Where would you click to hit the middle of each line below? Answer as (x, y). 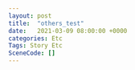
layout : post (30, 16)
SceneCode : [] (32, 53)
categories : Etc (35, 38)
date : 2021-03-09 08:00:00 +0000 (68, 31)
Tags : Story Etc (35, 46)
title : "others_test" (46, 23)
